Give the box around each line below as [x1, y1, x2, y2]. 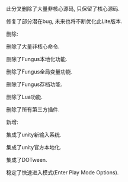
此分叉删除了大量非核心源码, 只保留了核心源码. [6, 5, 120, 12]
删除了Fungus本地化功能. [6, 56, 68, 62]
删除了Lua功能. [6, 94, 43, 100]
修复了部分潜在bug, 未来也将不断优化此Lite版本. [6, 18, 123, 25]
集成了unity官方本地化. [6, 144, 62, 151]
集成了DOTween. [6, 157, 47, 163]
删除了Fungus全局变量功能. [6, 68, 73, 75]
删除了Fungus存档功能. [6, 81, 62, 88]
